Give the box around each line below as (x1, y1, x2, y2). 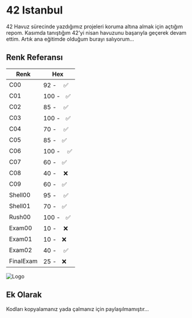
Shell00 (9, 190, 31, 199)
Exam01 (9, 235, 32, 243)
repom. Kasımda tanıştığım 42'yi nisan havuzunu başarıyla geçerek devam (6, 29, 187, 36)
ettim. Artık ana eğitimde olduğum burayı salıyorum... (6, 35, 134, 42)
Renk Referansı (6, 52, 63, 62)
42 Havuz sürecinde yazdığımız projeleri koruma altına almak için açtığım (6, 23, 183, 30)
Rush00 (9, 213, 31, 221)
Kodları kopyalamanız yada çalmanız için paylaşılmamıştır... (6, 305, 149, 312)
